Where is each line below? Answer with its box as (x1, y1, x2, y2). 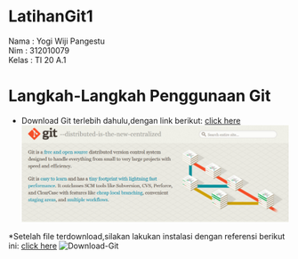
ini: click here (8, 240, 58, 251)
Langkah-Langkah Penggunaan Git (8, 86, 271, 106)
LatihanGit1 (8, 6, 93, 27)
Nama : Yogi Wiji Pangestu (8, 36, 106, 46)
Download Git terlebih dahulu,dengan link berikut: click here (20, 115, 241, 125)
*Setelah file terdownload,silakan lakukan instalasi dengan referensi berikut (8, 231, 286, 241)
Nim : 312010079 (8, 45, 70, 55)
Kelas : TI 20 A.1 (8, 54, 67, 65)
